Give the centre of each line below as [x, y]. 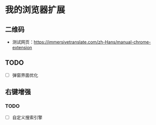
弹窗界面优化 [25, 75]
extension [22, 47]
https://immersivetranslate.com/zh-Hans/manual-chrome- [92, 42]
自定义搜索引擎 [27, 117]
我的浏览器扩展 [35, 10]
